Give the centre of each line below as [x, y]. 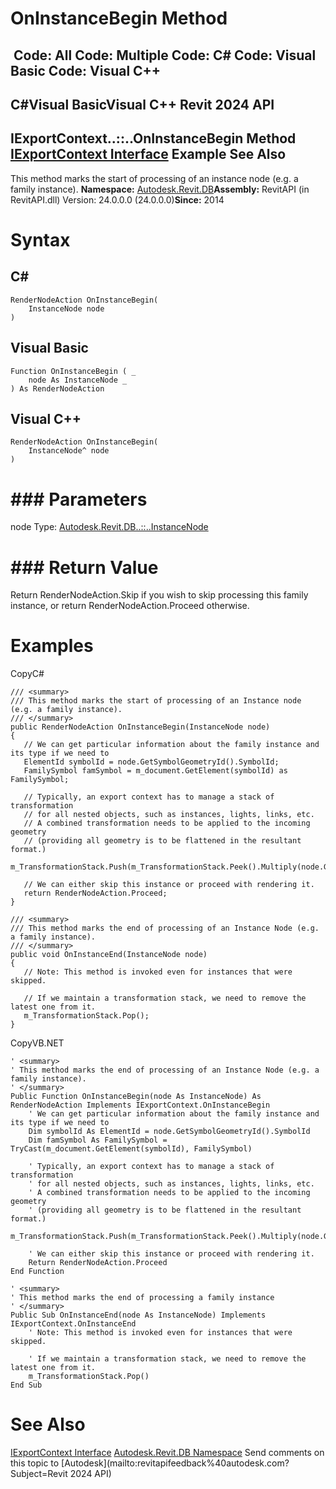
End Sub [26, 1385]
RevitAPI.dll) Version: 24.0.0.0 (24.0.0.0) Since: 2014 [117, 199]
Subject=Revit [39, 1474]
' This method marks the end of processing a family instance [142, 1298]
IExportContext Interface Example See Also [148, 154]
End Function [37, 1272]
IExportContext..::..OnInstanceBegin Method [153, 138]
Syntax [40, 239]
